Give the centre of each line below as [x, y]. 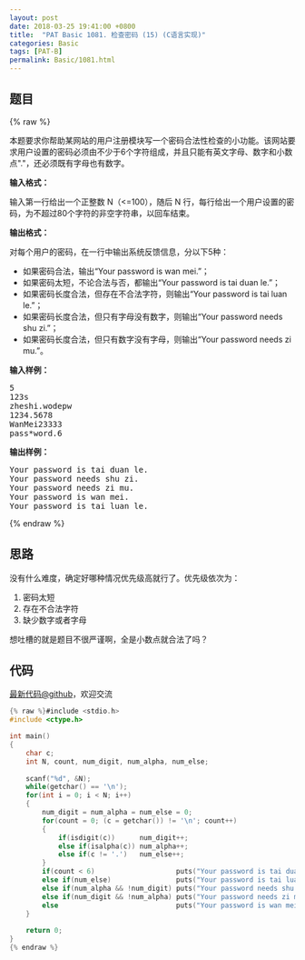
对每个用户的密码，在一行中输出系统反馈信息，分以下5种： [119, 252]
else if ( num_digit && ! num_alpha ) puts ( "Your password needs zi [166, 896]
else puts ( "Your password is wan [162, 905]
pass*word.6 [36, 433]
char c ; [40, 753]
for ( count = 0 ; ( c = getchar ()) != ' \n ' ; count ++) [140, 820]
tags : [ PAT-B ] [36, 52]
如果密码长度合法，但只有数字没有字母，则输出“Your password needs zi [157, 339]
